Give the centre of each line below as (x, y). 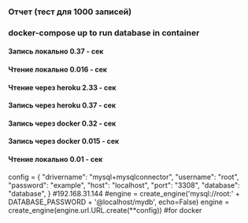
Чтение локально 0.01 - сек (56, 159)
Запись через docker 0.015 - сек (64, 141)
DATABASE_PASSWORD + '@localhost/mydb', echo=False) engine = (119, 202)
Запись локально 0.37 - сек (56, 51)
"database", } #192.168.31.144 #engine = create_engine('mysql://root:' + (124, 193)
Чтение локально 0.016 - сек (58, 70)
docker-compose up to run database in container (104, 32)
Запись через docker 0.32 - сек (62, 123)
